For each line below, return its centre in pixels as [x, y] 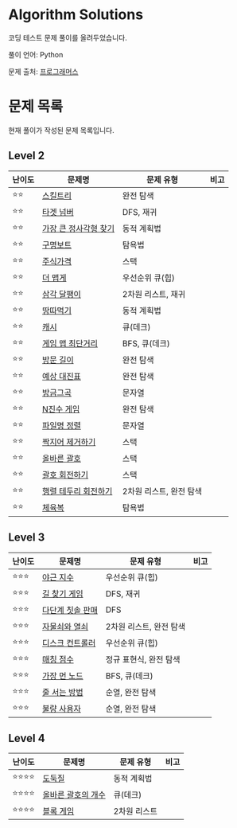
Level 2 [27, 156]
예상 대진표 [62, 377]
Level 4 [27, 738]
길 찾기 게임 [63, 594]
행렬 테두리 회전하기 [78, 491]
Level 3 [27, 538]
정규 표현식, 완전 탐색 [143, 660]
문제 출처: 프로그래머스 [43, 71]
